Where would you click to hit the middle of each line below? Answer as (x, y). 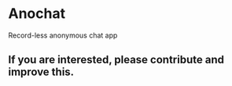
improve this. (41, 72)
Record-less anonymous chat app (63, 35)
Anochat (37, 14)
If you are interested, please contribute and (116, 60)
